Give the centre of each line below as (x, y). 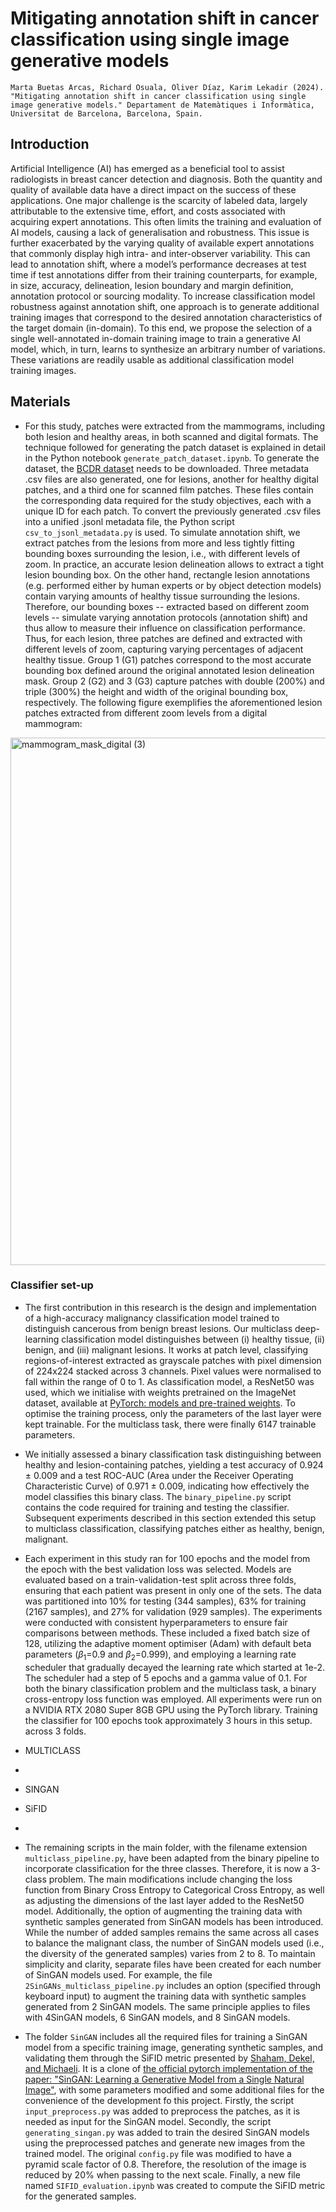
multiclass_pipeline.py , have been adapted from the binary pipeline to (172, 1858)
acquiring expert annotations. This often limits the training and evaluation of (166, 221)
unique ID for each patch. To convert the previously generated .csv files (173, 511)
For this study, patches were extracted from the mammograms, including (174, 426)
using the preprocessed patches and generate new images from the (165, 2143)
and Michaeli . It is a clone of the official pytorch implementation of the (168, 2068)
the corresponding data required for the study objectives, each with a (168, 500)
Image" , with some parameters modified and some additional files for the (174, 2089)
